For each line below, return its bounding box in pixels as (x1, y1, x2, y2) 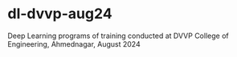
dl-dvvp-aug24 (7, 5, 113, 23)
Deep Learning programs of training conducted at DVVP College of (7, 31, 230, 40)
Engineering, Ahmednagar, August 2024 (7, 39, 141, 48)
